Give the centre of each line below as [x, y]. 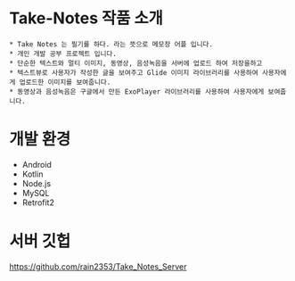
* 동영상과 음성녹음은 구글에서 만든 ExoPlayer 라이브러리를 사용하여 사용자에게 [137, 91]
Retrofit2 [38, 202]
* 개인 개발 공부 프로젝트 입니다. [63, 54]
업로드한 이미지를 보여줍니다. [65, 82]
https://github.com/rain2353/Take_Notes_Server [98, 266]
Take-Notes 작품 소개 [86, 18]
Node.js [37, 183]
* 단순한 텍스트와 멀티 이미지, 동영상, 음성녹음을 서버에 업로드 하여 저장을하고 [136, 63]
